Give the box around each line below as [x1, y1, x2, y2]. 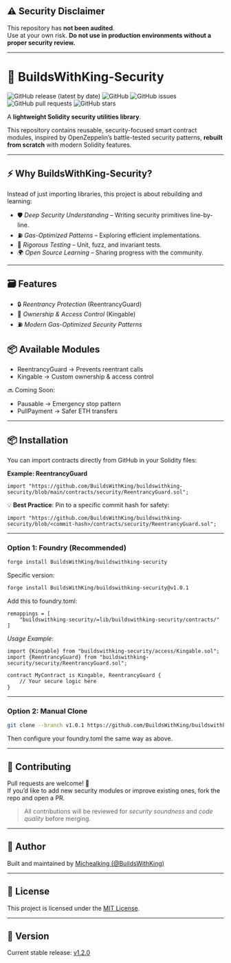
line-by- [190, 210, 213, 219]
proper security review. [7, 38, 76, 47]
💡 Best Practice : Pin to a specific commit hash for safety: [7, 501, 170, 509]
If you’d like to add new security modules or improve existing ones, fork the [7, 787, 221, 795]
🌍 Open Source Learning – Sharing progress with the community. [16, 248, 204, 256]
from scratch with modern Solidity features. [7, 141, 132, 149]
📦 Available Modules [7, 343, 100, 355]
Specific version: [7, 571, 55, 580]
